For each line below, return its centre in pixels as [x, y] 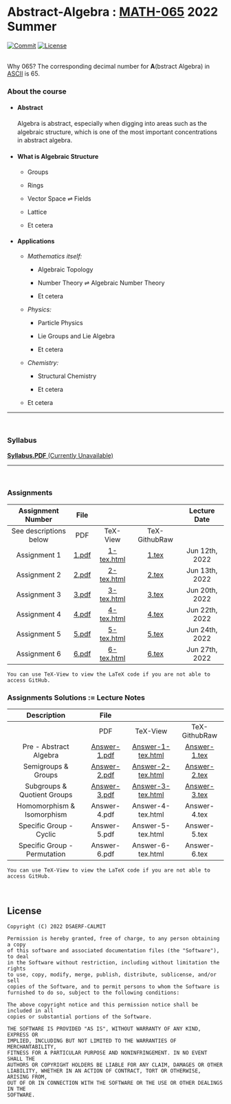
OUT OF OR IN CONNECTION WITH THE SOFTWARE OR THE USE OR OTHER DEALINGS [115, 1083]
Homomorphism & [46, 806]
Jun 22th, [202, 610]
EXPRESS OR [23, 1035]
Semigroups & [46, 766]
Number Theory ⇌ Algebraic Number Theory [101, 283]
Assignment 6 [39, 654]
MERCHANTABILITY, [32, 1047]
